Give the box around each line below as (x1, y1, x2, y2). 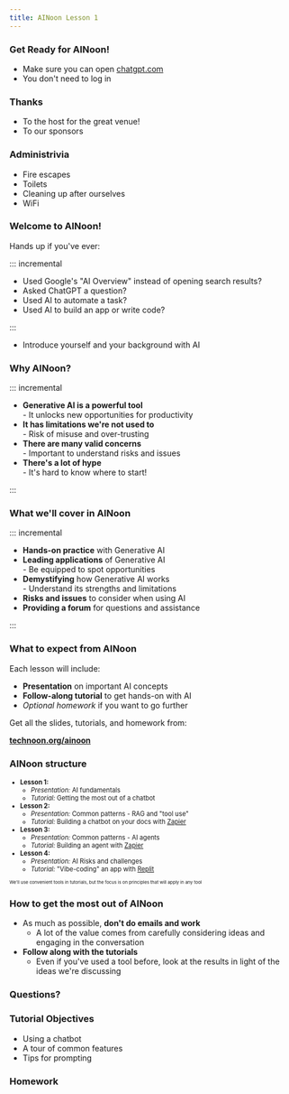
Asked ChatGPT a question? (22, 285, 128, 296)
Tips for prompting (22, 1052, 93, 1063)
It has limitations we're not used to (22, 419, 155, 430)
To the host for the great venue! (22, 116, 140, 127)
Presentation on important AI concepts (22, 681, 168, 691)
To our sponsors (22, 125, 84, 136)
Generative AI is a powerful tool (22, 400, 143, 411)
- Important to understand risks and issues (22, 448, 181, 459)
